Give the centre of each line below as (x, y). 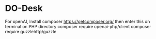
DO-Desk (24, 8)
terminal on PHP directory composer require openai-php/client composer (78, 26)
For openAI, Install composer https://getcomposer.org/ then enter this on (78, 21)
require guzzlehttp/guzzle (31, 31)
